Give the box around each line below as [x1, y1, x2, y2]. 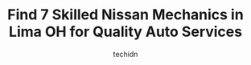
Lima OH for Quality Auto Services [9, 22, 242, 41]
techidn [113, 49, 138, 59]
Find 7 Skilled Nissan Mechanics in [7, 6, 244, 24]
